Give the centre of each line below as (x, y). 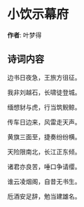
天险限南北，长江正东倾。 (44, 152)
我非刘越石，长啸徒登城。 (44, 92)
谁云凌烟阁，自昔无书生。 (44, 181)
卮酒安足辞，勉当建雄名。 (44, 196)
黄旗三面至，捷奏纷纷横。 (44, 136)
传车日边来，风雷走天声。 (44, 122)
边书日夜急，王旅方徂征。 (44, 77)
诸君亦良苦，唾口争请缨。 (44, 166)
